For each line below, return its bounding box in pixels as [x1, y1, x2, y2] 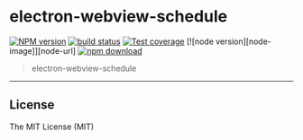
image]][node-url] [9, 45, 77, 56]
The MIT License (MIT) [9, 121, 95, 132]
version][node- [216, 36, 272, 47]
